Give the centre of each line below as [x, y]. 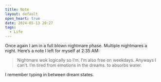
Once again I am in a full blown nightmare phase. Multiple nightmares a [76, 46]
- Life [16, 32]
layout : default [21, 14]
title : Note [17, 9]
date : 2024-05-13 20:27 [29, 23]
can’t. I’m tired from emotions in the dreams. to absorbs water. [79, 65]
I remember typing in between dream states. [49, 75]
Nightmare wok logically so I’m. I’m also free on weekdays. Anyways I [87, 60]
